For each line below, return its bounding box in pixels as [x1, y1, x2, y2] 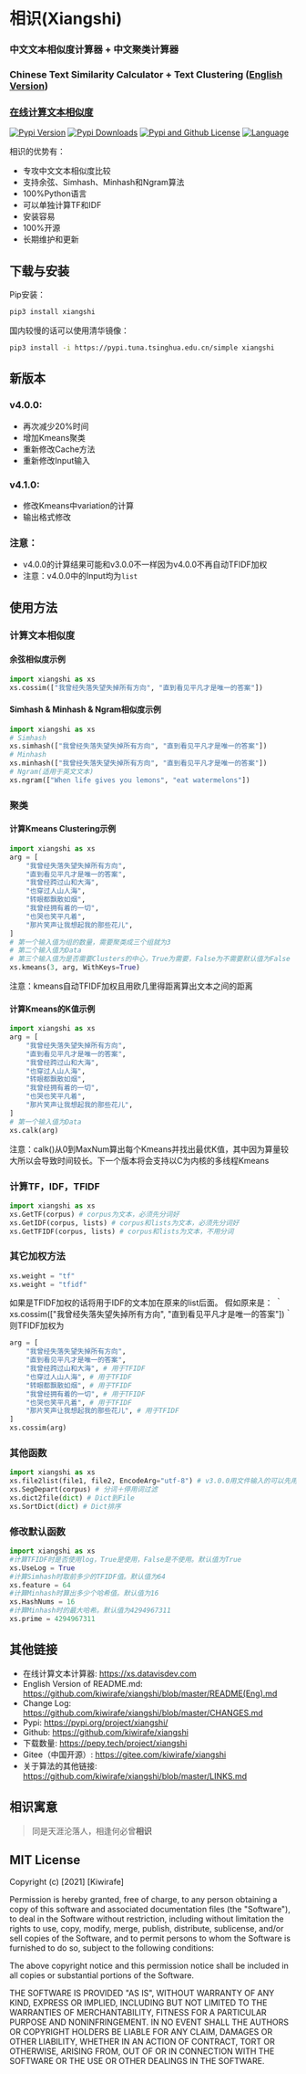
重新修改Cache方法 [22, 444, 96, 455]
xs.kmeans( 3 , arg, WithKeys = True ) [9, 963, 141, 972]
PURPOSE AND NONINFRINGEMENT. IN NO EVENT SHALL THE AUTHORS [9, 2016, 290, 2027]
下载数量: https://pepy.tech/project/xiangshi [22, 1737, 188, 1748]
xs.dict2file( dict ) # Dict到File [9, 1493, 135, 1503]
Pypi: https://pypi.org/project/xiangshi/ [22, 1717, 168, 1728]
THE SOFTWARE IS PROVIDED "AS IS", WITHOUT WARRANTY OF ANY [9, 1987, 275, 1999]
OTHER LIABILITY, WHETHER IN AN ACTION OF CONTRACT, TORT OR [9, 2037, 275, 2048]
